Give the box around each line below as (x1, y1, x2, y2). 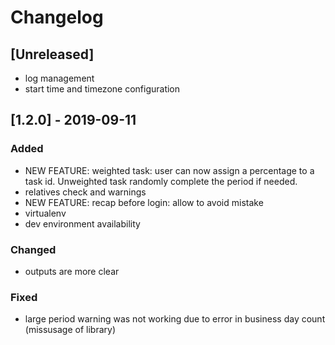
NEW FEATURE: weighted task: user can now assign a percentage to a (24, 164, 315, 176)
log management (24, 72, 95, 84)
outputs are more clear (24, 265, 120, 277)
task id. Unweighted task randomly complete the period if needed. (24, 175, 298, 187)
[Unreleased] (10, 46, 95, 63)
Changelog (10, 6, 104, 29)
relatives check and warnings (24, 186, 147, 198)
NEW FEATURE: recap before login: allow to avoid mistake (24, 196, 264, 208)
